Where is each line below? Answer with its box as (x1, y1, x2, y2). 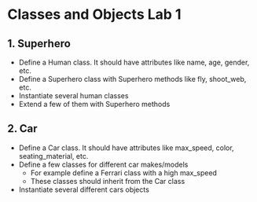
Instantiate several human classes (18, 91, 129, 100)
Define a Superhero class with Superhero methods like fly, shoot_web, (18, 75, 247, 83)
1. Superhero (7, 37, 72, 50)
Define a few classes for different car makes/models (18, 160, 189, 169)
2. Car (7, 122, 38, 135)
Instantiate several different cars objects (18, 185, 150, 194)
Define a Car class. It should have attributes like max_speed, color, (18, 143, 234, 152)
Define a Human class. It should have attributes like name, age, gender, (18, 57, 250, 67)
